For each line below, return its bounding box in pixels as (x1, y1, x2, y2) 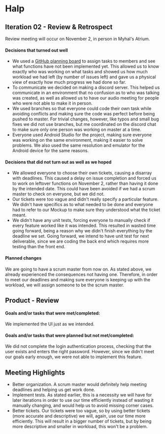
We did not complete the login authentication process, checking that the (5, 343, 152, 349)
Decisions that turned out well (5, 47, 68, 53)
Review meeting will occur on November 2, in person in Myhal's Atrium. (5, 36, 150, 42)
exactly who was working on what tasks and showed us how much (12, 69, 148, 75)
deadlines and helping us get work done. (12, 387, 95, 393)
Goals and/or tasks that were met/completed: (5, 310, 100, 316)
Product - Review (5, 296, 59, 305)
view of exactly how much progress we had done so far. (12, 79, 127, 85)
